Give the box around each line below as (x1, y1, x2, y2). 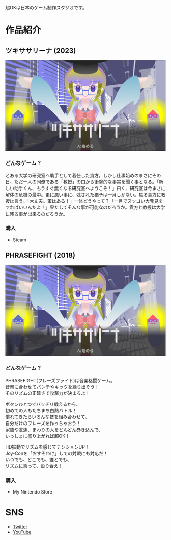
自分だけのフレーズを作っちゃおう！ (5, 420, 81, 426)
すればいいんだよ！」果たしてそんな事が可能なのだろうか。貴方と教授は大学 (5, 204, 165, 210)
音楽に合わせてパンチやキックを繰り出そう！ (5, 384, 99, 390)
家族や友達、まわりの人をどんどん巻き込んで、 (5, 426, 103, 433)
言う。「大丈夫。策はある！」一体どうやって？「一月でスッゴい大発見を (14, 198, 163, 204)
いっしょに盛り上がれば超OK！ (5, 433, 70, 439)
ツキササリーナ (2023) (5, 46, 76, 55)
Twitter (12, 523, 28, 530)
